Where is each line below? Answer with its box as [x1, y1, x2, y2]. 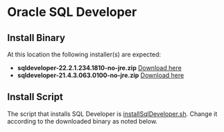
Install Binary [7, 32, 66, 44]
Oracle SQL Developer [7, 4, 137, 20]
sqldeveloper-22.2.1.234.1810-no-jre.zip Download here [17, 64, 182, 72]
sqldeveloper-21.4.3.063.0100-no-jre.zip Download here [17, 71, 184, 79]
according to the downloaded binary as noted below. [7, 117, 158, 125]
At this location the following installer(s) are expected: [7, 50, 162, 58]
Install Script [7, 91, 64, 103]
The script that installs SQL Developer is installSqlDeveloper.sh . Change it [7, 109, 218, 118]
